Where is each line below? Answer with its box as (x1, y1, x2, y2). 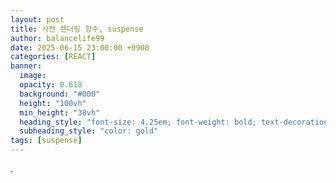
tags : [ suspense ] (10, 136, 83, 146)
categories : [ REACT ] (10, 52, 97, 62)
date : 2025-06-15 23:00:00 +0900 (10, 42, 150, 53)
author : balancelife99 (10, 33, 105, 43)
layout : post (10, 14, 65, 25)
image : (19, 71, 47, 81)
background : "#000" (19, 89, 101, 99)
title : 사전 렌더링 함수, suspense (10, 24, 144, 34)
